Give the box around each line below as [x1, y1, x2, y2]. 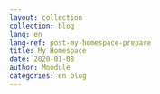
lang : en [9, 30, 42, 38]
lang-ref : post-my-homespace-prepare [9, 38, 152, 47]
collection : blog [9, 21, 75, 30]
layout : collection [9, 13, 83, 22]
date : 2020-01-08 [9, 55, 75, 64]
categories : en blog [9, 72, 88, 81]
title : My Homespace [9, 47, 88, 56]
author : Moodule [9, 64, 71, 73]
